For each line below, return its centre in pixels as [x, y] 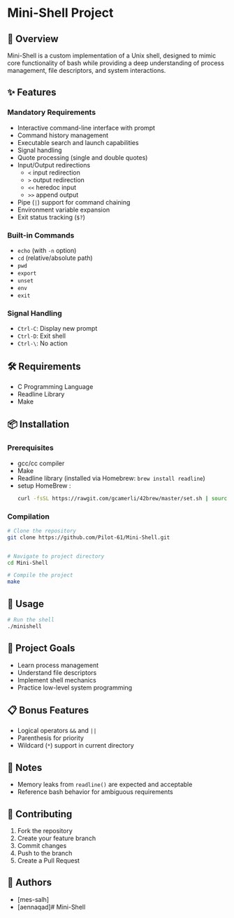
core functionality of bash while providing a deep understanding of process [116, 63]
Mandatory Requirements [52, 112]
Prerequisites [30, 448]
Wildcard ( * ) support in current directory [75, 746]
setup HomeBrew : [44, 486]
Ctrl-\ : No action [43, 343]
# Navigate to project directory [56, 556]
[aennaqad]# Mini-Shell [51, 907]
